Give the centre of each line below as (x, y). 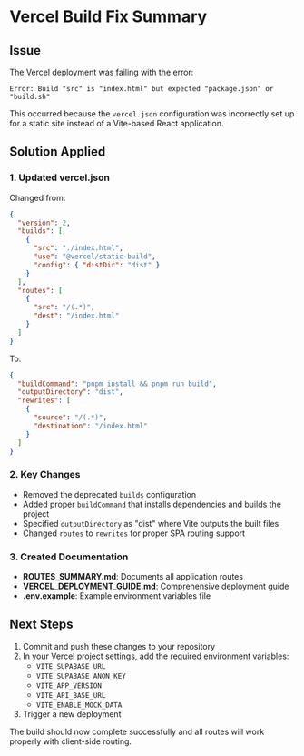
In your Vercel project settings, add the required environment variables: (156, 656)
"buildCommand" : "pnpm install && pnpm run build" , (118, 384)
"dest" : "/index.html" (76, 316)
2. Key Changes (45, 475)
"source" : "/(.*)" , (70, 418)
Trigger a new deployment (72, 714)
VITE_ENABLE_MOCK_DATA (79, 705)
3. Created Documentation (69, 557)
